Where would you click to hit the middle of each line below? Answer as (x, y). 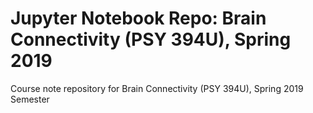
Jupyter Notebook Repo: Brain (138, 18)
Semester (30, 99)
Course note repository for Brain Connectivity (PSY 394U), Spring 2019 (157, 88)
